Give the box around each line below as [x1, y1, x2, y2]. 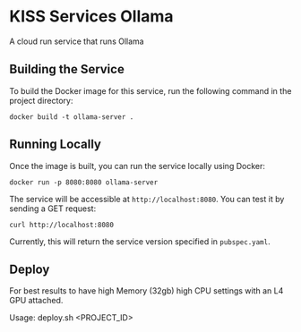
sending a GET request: [9, 203, 97, 214]
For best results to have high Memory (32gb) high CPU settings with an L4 [9, 285, 284, 296]
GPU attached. [9, 295, 64, 306]
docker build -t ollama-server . [9, 112, 134, 122]
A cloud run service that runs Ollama [9, 36, 145, 47]
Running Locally [9, 137, 101, 152]
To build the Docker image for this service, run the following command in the [9, 85, 292, 96]
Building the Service [9, 62, 125, 77]
